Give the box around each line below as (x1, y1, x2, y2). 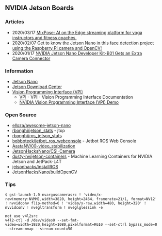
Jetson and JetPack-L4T (12, 159, 62, 164)
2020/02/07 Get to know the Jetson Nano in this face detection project (12, 40, 154, 46)
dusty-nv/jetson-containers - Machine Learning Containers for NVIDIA (12, 153, 153, 160)
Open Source (5, 111, 37, 118)
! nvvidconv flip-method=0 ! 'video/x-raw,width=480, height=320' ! (5, 200, 146, 206)
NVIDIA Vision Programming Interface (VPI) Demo (19, 99, 119, 105)
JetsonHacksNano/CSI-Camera (12, 148, 75, 154)
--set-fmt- (57, 218, 79, 223)
